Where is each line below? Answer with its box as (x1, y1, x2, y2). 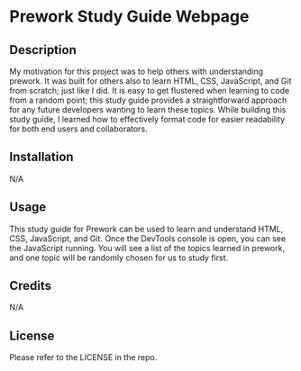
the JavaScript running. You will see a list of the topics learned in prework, (9, 242, 286, 253)
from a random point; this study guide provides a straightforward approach (9, 95, 287, 105)
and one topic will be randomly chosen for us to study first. (9, 252, 229, 263)
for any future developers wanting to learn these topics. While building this (9, 104, 287, 114)
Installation (9, 149, 74, 165)
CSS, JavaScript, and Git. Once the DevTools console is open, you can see (9, 232, 287, 244)
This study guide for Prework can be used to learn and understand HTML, (9, 223, 284, 234)
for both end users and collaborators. (9, 123, 148, 134)
